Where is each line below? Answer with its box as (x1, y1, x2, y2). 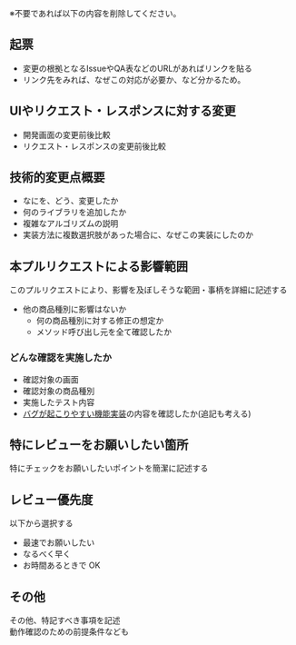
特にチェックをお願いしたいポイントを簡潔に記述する (9, 462, 209, 474)
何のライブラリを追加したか (22, 207, 127, 218)
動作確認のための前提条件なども (9, 626, 129, 637)
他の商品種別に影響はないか (22, 303, 127, 315)
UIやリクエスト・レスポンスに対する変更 (9, 104, 236, 119)
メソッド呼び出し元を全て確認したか (35, 326, 173, 338)
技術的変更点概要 (9, 170, 105, 185)
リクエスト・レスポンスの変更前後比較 (22, 140, 166, 152)
